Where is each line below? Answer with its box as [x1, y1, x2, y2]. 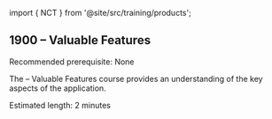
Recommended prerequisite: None [9, 56, 135, 67]
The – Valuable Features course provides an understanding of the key [9, 73, 263, 84]
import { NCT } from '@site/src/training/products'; [9, 8, 192, 18]
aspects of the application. [9, 83, 106, 93]
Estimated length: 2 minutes [9, 100, 111, 110]
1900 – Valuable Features [9, 33, 152, 48]
